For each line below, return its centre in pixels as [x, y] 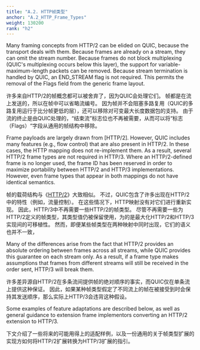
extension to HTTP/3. [32, 321]
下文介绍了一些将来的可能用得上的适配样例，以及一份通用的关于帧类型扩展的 [100, 334]
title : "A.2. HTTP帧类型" [37, 12]
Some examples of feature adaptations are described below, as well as [93, 309]
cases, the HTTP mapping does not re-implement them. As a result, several [99, 151]
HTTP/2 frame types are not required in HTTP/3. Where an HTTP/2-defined [99, 157]
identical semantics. [31, 182]
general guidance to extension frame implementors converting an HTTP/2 [97, 315]
